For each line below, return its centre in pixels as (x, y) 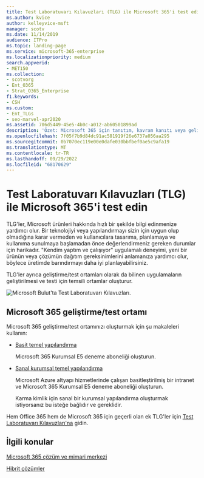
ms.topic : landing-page (36, 46)
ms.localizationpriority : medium (49, 57)
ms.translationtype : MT (36, 147)
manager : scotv (25, 29)
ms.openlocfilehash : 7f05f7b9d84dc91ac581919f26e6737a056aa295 (88, 136)
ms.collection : (25, 74)
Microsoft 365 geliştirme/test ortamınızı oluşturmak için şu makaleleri (93, 326)
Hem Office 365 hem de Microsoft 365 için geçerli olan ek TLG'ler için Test (100, 416)
